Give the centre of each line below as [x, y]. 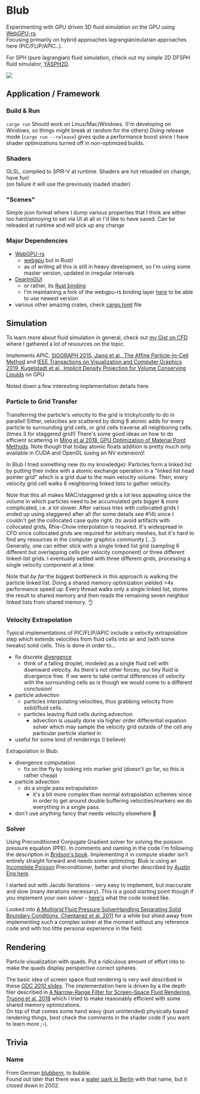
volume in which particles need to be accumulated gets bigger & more [93, 501]
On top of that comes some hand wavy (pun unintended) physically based [97, 1011]
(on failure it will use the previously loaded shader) [68, 184]
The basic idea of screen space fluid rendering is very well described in [94, 979]
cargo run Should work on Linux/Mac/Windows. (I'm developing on [89, 124]
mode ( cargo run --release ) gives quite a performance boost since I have [98, 136]
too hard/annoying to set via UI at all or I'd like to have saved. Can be [91, 219]
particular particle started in [67, 733]
